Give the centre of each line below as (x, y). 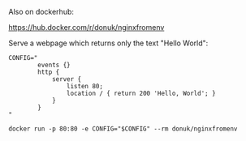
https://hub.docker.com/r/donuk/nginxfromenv (86, 27)
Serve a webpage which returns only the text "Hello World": (108, 43)
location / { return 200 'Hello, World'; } (141, 93)
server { (67, 79)
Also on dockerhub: (41, 12)
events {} (54, 65)
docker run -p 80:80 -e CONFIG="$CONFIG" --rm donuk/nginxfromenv (123, 129)
